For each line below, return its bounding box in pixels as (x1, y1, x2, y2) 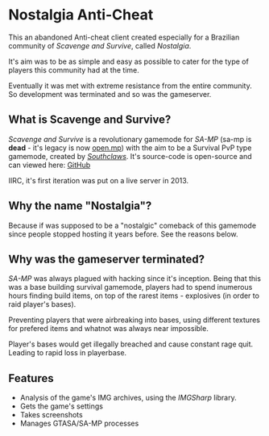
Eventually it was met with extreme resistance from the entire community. (8, 81, 252, 90)
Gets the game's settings (19, 401, 103, 411)
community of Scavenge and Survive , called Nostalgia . (8, 40, 192, 50)
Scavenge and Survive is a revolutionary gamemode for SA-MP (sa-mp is (8, 134, 252, 144)
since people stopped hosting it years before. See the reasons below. (8, 228, 239, 239)
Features (8, 371, 54, 385)
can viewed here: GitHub (8, 160, 91, 170)
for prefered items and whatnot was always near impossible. (8, 324, 209, 333)
